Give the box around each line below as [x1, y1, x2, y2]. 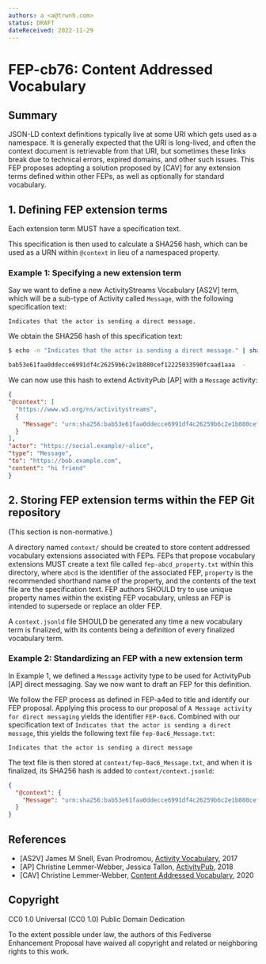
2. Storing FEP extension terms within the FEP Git [8, 494, 255, 507]
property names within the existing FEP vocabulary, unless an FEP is [8, 593, 231, 602]
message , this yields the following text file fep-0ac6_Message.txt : [8, 728, 215, 738]
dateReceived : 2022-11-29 [8, 26, 93, 34]
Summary [8, 108, 58, 122]
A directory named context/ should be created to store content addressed [8, 542, 251, 552]
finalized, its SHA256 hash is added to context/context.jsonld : [8, 765, 215, 776]
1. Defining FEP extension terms [8, 203, 168, 216]
